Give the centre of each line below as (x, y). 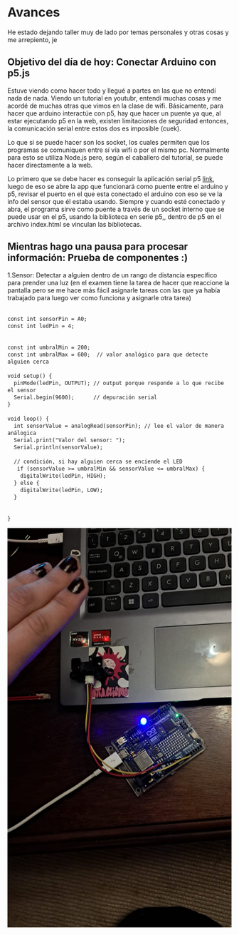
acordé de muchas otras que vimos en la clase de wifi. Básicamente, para (116, 106)
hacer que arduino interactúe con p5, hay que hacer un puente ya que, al (114, 113)
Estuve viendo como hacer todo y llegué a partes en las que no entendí (112, 91)
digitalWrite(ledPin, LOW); (62, 490)
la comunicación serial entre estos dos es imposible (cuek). (94, 128)
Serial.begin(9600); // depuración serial (86, 397)
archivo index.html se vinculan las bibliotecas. (75, 224)
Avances (34, 12)
